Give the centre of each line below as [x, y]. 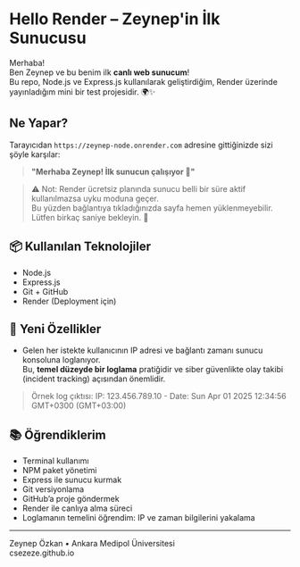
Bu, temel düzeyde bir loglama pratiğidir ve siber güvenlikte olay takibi [153, 370]
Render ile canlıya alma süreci [77, 508]
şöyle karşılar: [35, 154]
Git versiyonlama [53, 489]
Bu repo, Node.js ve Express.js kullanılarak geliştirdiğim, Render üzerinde [144, 81]
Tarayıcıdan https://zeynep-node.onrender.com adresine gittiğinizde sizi [142, 145]
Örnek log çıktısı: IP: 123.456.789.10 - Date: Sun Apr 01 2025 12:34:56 [159, 396]
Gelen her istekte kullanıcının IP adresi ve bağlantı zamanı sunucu [142, 350]
